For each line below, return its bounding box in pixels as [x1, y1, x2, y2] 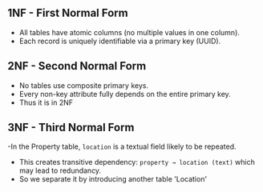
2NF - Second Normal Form [7, 59, 147, 73]
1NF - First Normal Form [7, 6, 129, 20]
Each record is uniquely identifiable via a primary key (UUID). [18, 36, 221, 46]
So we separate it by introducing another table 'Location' [18, 174, 208, 184]
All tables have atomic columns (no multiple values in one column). [18, 27, 240, 37]
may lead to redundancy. [18, 166, 102, 175]
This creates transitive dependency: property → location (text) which [18, 158, 256, 167]
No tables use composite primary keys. [18, 80, 149, 90]
